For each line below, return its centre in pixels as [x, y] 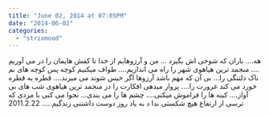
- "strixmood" [39, 38]
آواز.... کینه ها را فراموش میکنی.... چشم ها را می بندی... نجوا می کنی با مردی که [128, 95]
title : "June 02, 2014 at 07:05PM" [68, 16]
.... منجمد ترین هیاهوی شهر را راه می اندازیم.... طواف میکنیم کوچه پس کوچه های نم [134, 70]
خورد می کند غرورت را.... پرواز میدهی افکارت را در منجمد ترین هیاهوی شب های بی [132, 86]
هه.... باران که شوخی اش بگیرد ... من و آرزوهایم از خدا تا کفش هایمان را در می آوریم [135, 61]
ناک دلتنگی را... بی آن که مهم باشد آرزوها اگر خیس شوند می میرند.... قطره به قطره [134, 78]
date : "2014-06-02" [41, 23]
